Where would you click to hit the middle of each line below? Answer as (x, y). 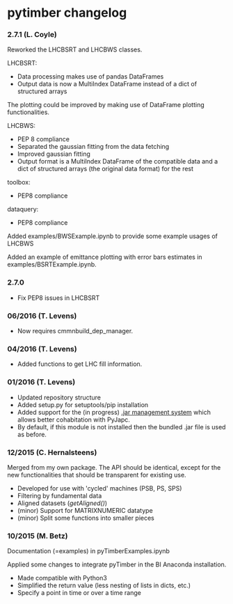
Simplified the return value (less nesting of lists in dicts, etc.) (104, 585)
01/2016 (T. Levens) (41, 382)
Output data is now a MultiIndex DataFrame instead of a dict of (107, 84)
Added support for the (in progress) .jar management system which (114, 412)
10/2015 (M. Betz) (38, 536)
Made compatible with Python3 (62, 578)
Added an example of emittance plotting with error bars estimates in (105, 257)
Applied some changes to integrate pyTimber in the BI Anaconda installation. (117, 564)
